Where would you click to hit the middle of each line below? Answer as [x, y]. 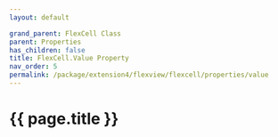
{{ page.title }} [64, 119]
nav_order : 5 [33, 67]
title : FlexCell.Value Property [69, 59]
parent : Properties [45, 42]
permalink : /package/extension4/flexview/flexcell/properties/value [139, 75]
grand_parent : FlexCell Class [65, 33]
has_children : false [48, 50]
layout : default [39, 17]
